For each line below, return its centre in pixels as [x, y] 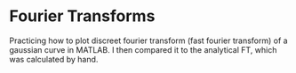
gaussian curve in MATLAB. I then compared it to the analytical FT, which [143, 49]
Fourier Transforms [82, 16]
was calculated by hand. [54, 59]
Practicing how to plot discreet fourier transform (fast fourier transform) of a [148, 40]
